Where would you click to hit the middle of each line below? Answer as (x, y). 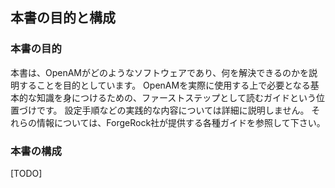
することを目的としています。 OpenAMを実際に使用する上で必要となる (164, 85)
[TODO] (26, 173)
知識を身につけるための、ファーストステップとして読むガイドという (176, 97)
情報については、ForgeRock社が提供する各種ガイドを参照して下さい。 (181, 122)
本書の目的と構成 (63, 18)
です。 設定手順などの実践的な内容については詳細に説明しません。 (173, 110)
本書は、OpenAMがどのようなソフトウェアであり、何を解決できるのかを (160, 72)
